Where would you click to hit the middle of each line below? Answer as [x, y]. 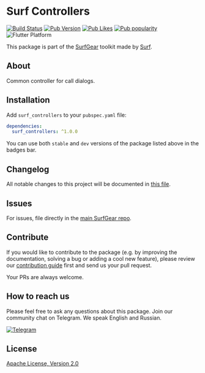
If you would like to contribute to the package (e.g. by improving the [92, 252]
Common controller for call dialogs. [51, 80]
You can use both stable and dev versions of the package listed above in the [102, 144]
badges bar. [21, 150]
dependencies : [24, 126]
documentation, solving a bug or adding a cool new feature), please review [101, 258]
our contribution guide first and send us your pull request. [79, 265]
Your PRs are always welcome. [45, 277]
